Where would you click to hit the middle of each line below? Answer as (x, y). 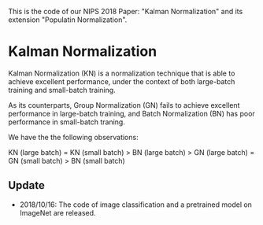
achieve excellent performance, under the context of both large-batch (122, 81)
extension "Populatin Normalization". (68, 20)
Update (27, 185)
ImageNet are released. (57, 212)
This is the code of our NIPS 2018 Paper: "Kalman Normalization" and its (126, 11)
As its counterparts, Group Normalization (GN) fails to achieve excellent (124, 105)
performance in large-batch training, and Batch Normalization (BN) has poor (132, 113)
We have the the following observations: (74, 137)
